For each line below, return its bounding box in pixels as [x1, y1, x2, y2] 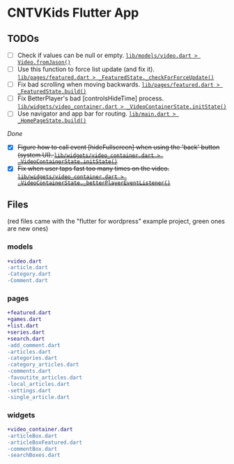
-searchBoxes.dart [7, 451, 61, 459]
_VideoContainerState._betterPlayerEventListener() [17, 180, 171, 187]
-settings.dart [7, 387, 52, 394]
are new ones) [7, 224, 49, 233]
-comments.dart [7, 368, 52, 375]
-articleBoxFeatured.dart [7, 439, 82, 446]
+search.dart [7, 335, 45, 342]
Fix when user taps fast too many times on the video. [17, 164, 170, 173]
